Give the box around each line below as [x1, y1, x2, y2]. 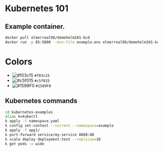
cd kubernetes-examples [5, 110, 53, 114]
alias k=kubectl [5, 114, 38, 119]
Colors [5, 56, 33, 67]
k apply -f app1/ [5, 128, 40, 132]
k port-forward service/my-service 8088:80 [5, 132, 95, 137]
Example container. [5, 22, 65, 31]
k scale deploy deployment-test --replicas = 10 [5, 137, 101, 142]
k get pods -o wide [5, 141, 45, 146]
